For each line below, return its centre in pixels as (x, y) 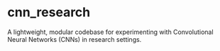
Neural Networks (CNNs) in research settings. (75, 39)
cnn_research (49, 12)
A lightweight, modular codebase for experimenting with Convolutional (111, 32)
